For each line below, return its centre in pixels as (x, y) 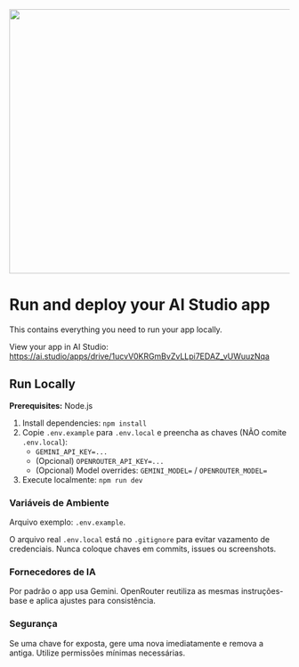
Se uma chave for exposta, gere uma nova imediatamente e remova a (137, 643)
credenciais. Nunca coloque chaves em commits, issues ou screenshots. (143, 549)
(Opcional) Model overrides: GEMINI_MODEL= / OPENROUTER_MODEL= (151, 470)
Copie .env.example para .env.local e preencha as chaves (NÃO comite (154, 432)
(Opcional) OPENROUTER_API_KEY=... (100, 460)
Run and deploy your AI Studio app (140, 305)
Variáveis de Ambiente (59, 502)
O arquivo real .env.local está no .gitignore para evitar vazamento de (139, 540)
